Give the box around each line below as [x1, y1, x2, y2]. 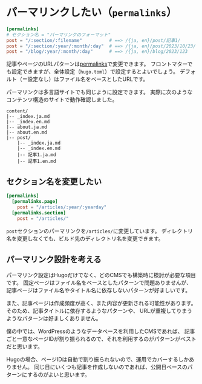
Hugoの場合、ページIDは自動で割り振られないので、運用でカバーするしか [6, 356, 189, 363]
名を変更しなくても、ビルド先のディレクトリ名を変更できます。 [6, 235, 165, 242]
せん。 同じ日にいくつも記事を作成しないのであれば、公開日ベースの [16, 363, 187, 371]
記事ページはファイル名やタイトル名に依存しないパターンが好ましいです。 [6, 287, 191, 294]
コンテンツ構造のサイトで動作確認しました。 [6, 96, 118, 103]
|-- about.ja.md [6, 124, 47, 131]
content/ [6, 108, 28, 114]
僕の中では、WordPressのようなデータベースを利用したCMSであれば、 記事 [6, 327, 195, 335]
